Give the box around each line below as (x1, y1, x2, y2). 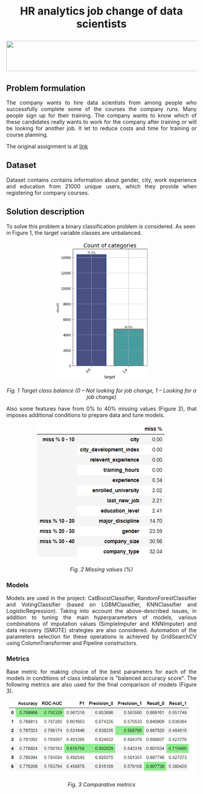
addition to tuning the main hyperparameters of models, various (6, 613, 197, 621)
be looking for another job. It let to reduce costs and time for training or (6, 125, 197, 132)
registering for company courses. (6, 189, 89, 196)
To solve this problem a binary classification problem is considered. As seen (6, 222, 196, 230)
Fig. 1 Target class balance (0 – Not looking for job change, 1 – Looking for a (7, 386, 196, 394)
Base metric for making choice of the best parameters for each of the (6, 668, 197, 676)
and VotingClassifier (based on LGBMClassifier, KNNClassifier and (6, 601, 197, 608)
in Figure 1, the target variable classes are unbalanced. (6, 229, 143, 236)
